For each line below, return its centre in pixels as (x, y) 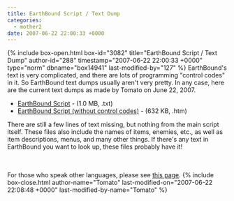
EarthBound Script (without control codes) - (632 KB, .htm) (102, 111)
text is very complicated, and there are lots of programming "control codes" (116, 75)
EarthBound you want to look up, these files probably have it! (95, 147)
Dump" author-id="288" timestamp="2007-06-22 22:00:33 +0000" (105, 61)
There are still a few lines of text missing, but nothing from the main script (113, 125)
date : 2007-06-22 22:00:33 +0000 (56, 33)
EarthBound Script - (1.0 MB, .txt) (65, 104)
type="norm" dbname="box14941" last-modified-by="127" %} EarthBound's (117, 68)
